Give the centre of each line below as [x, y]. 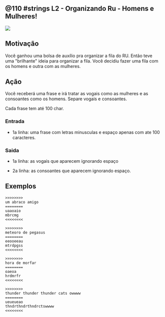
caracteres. [24, 137]
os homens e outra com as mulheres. [43, 66]
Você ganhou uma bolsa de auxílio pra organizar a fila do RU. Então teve [79, 56]
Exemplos [21, 186]
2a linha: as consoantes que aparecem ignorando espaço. [72, 171]
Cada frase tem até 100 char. [35, 109]
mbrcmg [12, 215]
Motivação [22, 44]
